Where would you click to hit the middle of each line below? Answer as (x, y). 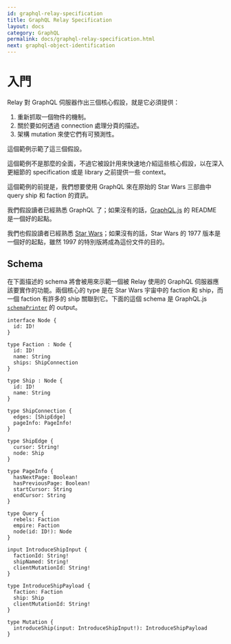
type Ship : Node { (35, 381)
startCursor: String (43, 489)
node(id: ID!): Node (43, 532)
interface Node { (32, 320)
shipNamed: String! (41, 562)
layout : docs (26, 26)
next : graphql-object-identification (61, 46)
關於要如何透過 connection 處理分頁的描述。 (80, 125)
